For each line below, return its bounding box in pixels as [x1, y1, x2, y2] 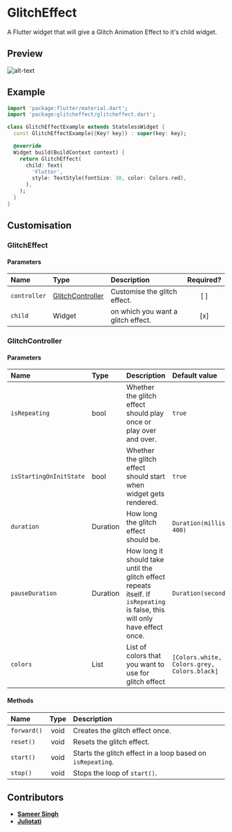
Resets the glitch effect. [72, 736, 150, 746]
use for [126, 669, 150, 678]
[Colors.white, [172, 653, 222, 662]
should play [126, 409, 164, 418]
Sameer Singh [17, 810, 59, 818]
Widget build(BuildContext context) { [13, 149, 126, 156]
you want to [126, 660, 164, 669]
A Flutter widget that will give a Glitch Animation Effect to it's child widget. [7, 28, 217, 36]
